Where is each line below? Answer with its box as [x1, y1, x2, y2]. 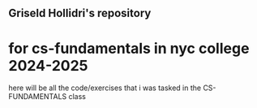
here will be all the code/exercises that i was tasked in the [8, 83, 201, 93]
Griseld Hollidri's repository [8, 6, 152, 20]
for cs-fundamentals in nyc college [8, 39, 250, 58]
